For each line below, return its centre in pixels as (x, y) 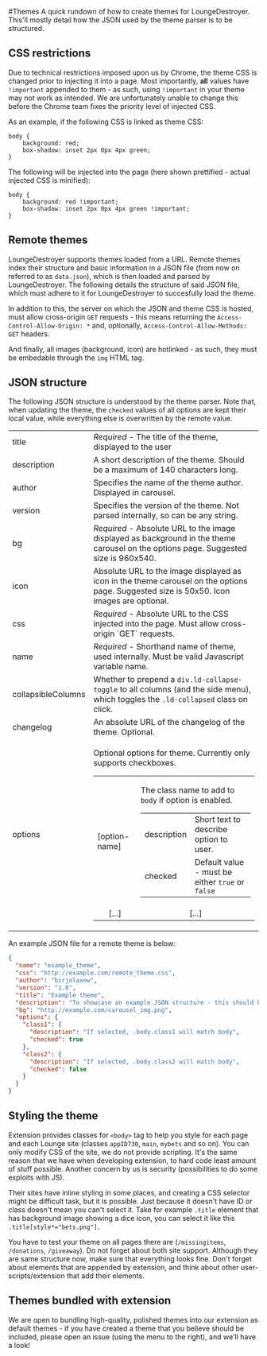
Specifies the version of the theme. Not (166, 506)
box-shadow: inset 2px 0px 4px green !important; (106, 209)
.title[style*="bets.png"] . (54, 1226)
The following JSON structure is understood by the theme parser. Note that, (132, 401)
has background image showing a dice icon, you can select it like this (122, 1218)
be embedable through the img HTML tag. (76, 358)
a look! (19, 1345)
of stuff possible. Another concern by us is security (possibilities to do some (133, 1168)
